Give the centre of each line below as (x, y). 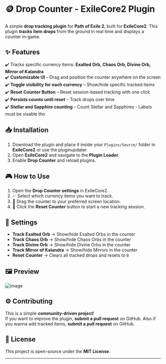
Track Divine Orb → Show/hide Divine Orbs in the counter (71, 245)
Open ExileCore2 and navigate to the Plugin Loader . (66, 155)
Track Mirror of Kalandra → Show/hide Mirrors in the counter (75, 250)
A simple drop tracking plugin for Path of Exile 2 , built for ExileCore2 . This (82, 26)
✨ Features (22, 52)
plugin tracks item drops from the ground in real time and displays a (75, 31)
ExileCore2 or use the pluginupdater (49, 150)
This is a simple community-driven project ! (50, 313)
